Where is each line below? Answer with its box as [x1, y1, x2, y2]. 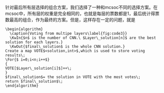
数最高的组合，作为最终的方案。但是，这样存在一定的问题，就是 [5, 17, 135, 22]
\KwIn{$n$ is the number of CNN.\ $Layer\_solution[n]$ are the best [9, 35, 156, 40]
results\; [5, 53, 26, 58]
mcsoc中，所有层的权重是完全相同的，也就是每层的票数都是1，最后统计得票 [5, 10, 160, 16]
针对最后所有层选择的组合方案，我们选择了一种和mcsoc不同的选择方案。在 [5, 4, 158, 10]
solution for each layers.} [5, 40, 63, 45]
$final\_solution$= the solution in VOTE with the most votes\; [5, 75, 141, 80]
